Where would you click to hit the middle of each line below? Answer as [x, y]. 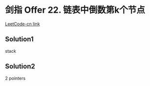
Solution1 [19, 39]
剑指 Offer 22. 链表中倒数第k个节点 [75, 10]
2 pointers [15, 78]
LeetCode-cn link [22, 24]
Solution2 [20, 66]
